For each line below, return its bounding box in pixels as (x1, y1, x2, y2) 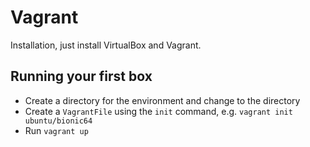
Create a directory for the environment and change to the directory (24, 94, 301, 106)
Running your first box (10, 68, 153, 85)
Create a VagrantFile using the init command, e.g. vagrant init (24, 105, 293, 117)
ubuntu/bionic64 (24, 116, 93, 126)
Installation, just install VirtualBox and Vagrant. (10, 39, 202, 51)
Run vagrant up (24, 124, 89, 136)
